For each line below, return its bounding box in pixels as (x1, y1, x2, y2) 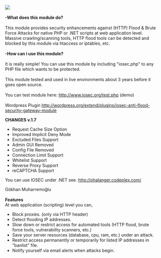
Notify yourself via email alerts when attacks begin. (12, 248, 115, 253)
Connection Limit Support (12, 152, 64, 158)
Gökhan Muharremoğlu (5, 187, 51, 192)
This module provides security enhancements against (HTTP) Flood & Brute (5, 25, 156, 31)
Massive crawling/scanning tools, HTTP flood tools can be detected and (5, 35, 149, 41)
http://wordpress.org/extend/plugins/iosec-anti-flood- (41, 103, 150, 108)
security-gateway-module (5, 107, 57, 113)
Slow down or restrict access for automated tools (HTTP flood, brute (12, 222, 149, 227)
